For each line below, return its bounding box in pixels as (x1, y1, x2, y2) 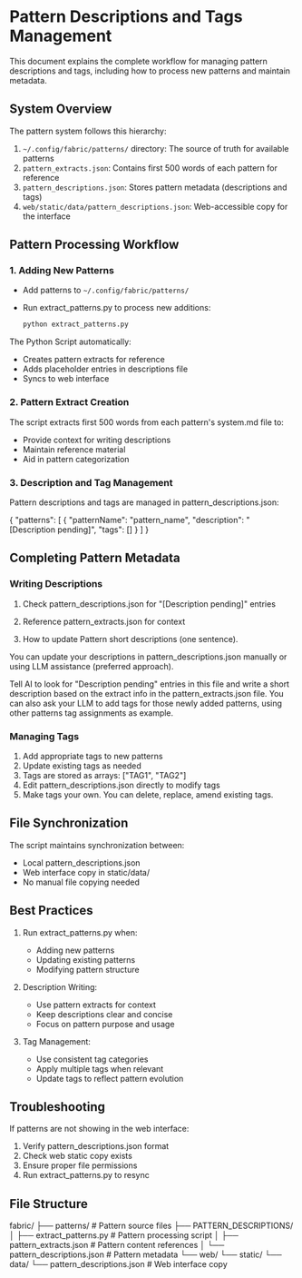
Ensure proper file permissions (22, 1160, 138, 1171)
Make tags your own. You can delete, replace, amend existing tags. (22, 788, 274, 800)
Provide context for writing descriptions (22, 434, 171, 445)
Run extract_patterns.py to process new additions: (22, 302, 211, 313)
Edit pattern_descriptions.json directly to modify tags (22, 779, 220, 790)
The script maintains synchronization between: (9, 839, 185, 850)
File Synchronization (9, 816, 129, 831)
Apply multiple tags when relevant (35, 1063, 164, 1074)
